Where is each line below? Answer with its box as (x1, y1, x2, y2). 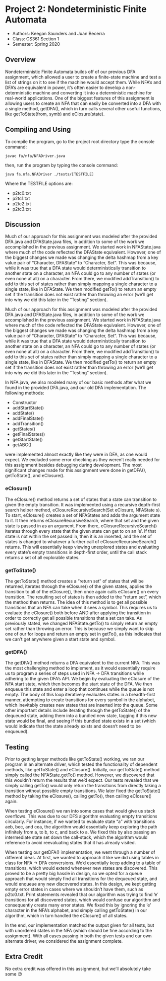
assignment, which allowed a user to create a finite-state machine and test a (5, 74, 161, 80)
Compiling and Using (5, 125, 71, 134)
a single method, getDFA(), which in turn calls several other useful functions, (5, 105, 162, 111)
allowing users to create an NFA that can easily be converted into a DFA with (5, 100, 161, 106)
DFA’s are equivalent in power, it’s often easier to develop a (5, 84, 125, 90)
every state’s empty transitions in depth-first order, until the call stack (5, 549, 147, 555)
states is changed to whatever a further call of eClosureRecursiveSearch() (5, 538, 157, 545)
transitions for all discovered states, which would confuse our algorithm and (5, 897, 160, 903)
